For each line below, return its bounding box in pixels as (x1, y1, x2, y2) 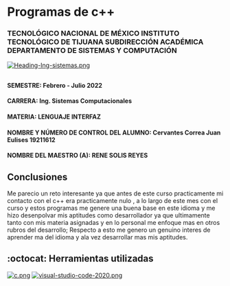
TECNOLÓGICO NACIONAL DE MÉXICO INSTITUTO (7, 29, 180, 38)
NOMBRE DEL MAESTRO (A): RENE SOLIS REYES (7, 152, 148, 160)
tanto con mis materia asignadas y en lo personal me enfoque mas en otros (7, 219, 220, 227)
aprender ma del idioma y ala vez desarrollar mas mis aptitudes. (7, 233, 188, 241)
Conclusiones (7, 171, 68, 182)
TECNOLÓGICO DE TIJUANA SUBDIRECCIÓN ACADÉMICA (7, 37, 204, 47)
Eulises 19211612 (7, 135, 56, 144)
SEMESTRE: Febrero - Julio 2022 (7, 81, 103, 89)
